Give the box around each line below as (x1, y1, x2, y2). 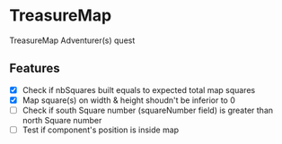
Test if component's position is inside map (22, 124, 180, 135)
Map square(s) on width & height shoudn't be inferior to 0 (22, 95, 236, 106)
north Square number (22, 114, 102, 125)
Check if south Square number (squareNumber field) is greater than (22, 105, 274, 115)
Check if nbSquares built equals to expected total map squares (22, 84, 256, 95)
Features (9, 61, 60, 76)
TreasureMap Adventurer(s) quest (9, 35, 136, 46)
